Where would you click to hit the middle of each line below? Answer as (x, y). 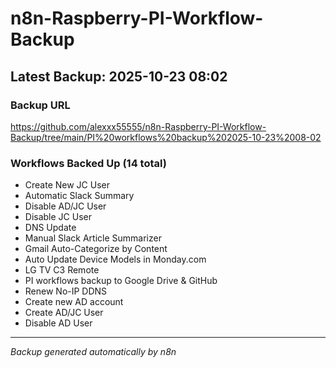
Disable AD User (58, 323)
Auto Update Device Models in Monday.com (115, 259)
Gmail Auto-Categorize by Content (96, 249)
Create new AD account (74, 302)
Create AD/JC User (64, 313)
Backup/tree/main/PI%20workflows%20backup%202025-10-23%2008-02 (166, 137)
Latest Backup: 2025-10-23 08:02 (119, 76)
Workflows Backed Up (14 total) (88, 163)
